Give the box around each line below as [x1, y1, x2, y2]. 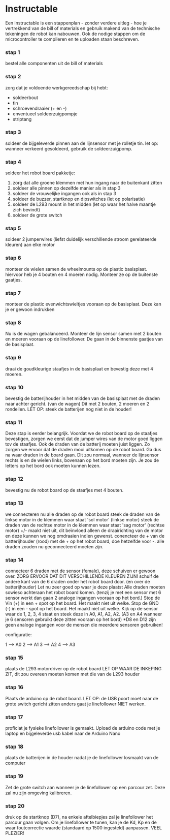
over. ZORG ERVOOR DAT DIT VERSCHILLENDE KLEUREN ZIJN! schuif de [5, 573, 159, 579]
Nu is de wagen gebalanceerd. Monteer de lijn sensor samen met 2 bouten [5, 331, 161, 337]
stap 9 [5, 354, 21, 361]
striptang [12, 116, 32, 122]
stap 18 [5, 743, 24, 750]
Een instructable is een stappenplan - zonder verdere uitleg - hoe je [5, 20, 147, 26]
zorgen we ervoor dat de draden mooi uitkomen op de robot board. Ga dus [5, 447, 161, 453]
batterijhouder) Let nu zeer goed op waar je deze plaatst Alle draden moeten [5, 584, 165, 590]
